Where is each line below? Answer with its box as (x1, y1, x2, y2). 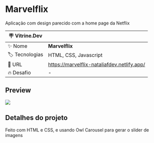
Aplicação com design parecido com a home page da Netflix (5, 20, 130, 26)
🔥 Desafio (7, 69, 31, 76)
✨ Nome (7, 42, 27, 49)
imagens (5, 132, 23, 138)
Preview (5, 86, 31, 94)
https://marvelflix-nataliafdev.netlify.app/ (48, 61, 145, 68)
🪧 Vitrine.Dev (8, 32, 42, 39)
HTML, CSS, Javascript (48, 51, 102, 58)
